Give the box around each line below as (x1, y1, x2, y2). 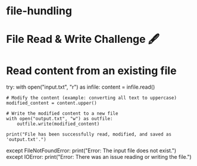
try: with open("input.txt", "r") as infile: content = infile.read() (6, 83, 155, 90)
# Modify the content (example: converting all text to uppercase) (6, 95, 177, 101)
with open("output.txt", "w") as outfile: (6, 116, 113, 122)
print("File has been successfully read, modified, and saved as (6, 131, 171, 137)
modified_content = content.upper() (6, 100, 97, 107)
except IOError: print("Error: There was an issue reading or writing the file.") (6, 154, 192, 161)
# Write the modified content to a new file (6, 111, 118, 117)
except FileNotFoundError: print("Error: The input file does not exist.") (6, 147, 177, 154)
